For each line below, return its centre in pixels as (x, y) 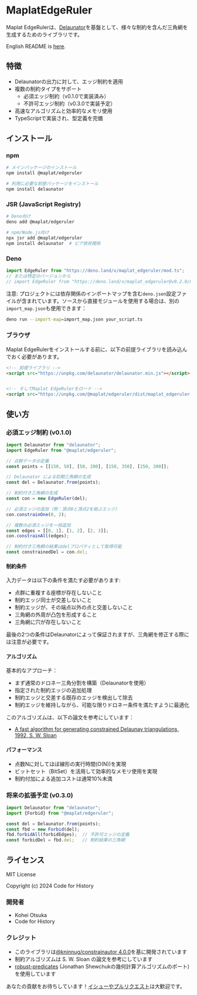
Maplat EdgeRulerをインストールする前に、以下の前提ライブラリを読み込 (94, 349)
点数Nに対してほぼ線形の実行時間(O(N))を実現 (70, 764)
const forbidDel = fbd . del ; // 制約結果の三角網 (66, 840)
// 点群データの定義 (28, 461)
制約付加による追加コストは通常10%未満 (63, 778)
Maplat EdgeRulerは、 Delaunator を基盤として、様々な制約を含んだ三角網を (97, 27)
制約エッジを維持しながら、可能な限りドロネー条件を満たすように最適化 (102, 705)
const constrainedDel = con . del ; (47, 552)
